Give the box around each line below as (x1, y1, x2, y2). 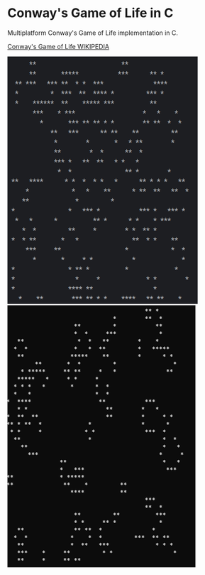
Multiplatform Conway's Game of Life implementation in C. (7, 28, 179, 37)
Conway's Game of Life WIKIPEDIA (7, 42, 110, 50)
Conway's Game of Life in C (7, 5, 174, 21)
